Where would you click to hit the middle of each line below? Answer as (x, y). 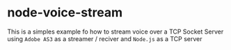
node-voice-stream (65, 13)
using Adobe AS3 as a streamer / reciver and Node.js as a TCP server (105, 38)
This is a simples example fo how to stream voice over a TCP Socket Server (115, 32)
